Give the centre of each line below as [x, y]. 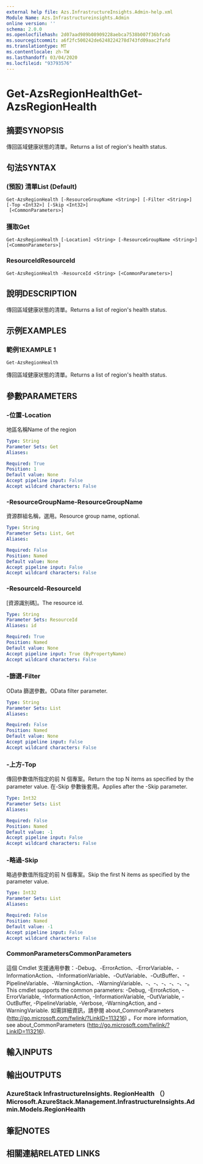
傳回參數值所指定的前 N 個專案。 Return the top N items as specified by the [100, 779]
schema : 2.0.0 [24, 29]
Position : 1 [21, 469]
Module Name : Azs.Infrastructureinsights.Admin [68, 18]
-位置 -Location [29, 415]
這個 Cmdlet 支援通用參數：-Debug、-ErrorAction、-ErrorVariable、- [93, 967]
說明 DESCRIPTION [42, 294]
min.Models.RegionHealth [46, 1110]
